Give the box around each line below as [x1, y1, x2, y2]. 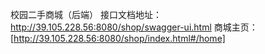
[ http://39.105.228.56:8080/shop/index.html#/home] [10, 33, 226, 44]
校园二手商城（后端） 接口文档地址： [10, 9, 162, 20]
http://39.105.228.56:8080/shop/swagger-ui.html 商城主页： [10, 21, 258, 33]
